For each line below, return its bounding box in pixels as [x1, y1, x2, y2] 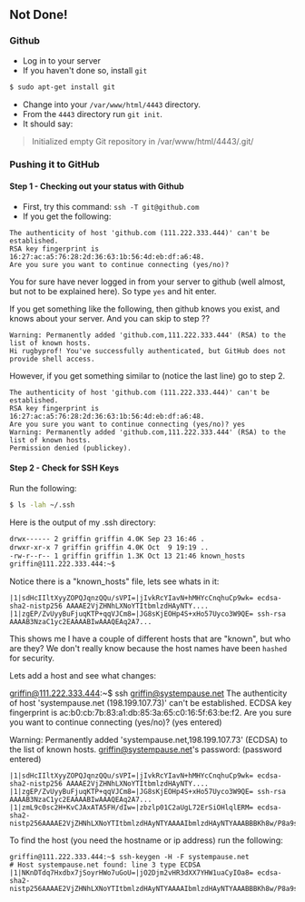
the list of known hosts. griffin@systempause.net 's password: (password [9, 744, 282, 755]
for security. [9, 653, 55, 664]
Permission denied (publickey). [9, 443, 132, 452]
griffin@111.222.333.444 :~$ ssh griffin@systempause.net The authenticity [9, 688, 288, 699]
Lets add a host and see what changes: [9, 670, 157, 681]
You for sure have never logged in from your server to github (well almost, [9, 276, 286, 287]
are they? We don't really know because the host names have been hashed [9, 643, 288, 654]
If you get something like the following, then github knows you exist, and [9, 303, 280, 314]
